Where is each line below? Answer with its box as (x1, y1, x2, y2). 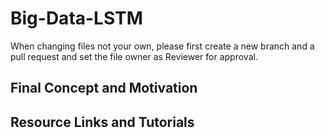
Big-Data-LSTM (10, 7, 143, 30)
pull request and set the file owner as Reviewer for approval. (10, 50, 258, 62)
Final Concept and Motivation (10, 80, 198, 97)
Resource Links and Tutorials (10, 113, 195, 131)
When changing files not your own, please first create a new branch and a (10, 40, 315, 52)
